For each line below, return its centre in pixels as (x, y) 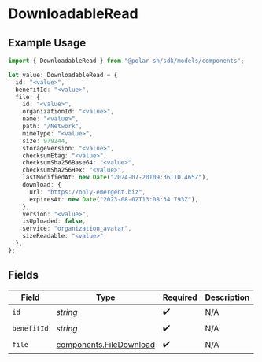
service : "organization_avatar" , (77, 229)
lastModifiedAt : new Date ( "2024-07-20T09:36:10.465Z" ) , (116, 178)
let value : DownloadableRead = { (63, 75)
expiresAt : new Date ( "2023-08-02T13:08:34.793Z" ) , (114, 199)
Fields (24, 275)
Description (227, 297)
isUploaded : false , (54, 221)
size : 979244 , (45, 141)
